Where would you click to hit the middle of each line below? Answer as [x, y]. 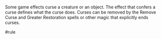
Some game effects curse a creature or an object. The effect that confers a [80, 7]
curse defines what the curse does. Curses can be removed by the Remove [81, 12]
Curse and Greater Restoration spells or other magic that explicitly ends [77, 17]
